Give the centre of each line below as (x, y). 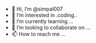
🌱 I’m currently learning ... (42, 21)
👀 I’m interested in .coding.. (44, 15)
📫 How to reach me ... (38, 34)
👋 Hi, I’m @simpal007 (37, 9)
